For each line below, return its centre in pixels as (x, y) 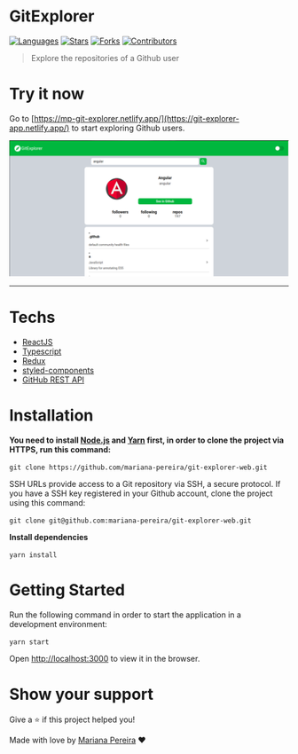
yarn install (33, 555)
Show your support (81, 694)
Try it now (47, 94)
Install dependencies (49, 537)
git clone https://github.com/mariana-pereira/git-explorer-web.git (138, 467)
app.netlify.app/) (39, 128)
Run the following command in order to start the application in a (125, 615)
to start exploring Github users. (128, 128)
